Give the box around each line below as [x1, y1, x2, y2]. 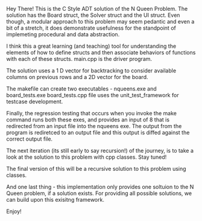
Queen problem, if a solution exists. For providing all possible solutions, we [6, 190, 192, 197]
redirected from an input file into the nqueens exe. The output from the [6, 123, 182, 129]
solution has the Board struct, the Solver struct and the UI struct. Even [6, 11, 180, 19]
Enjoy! [6, 208, 22, 215]
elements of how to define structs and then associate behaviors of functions [6, 49, 196, 56]
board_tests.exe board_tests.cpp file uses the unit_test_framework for [6, 92, 179, 98]
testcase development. [6, 98, 63, 105]
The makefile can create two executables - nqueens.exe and [6, 85, 157, 92]
